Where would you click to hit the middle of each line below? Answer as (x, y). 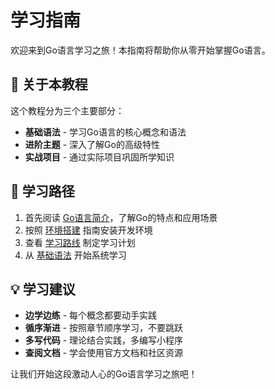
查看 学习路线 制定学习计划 (80, 242)
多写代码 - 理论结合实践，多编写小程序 (104, 340)
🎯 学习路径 (42, 191)
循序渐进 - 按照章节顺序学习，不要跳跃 (104, 328)
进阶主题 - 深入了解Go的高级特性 (92, 144)
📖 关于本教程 (49, 84)
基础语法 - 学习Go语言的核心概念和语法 (105, 132)
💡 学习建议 (43, 289)
